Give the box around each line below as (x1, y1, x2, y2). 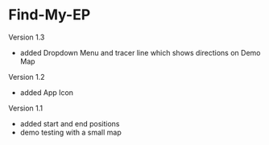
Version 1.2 (8, 72, 46, 81)
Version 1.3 (8, 32, 45, 42)
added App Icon (19, 87, 74, 97)
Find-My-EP (8, 6, 91, 24)
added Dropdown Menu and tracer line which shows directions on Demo (19, 48, 261, 57)
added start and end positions (19, 118, 120, 128)
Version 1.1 (8, 103, 43, 113)
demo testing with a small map (19, 127, 122, 137)
